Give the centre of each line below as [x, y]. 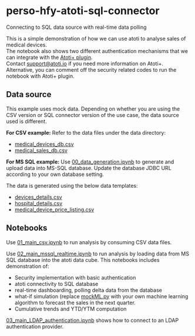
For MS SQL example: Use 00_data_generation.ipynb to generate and [90, 162]
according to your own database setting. [55, 174]
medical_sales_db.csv [41, 150]
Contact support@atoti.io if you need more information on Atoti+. [85, 64]
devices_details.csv [38, 197]
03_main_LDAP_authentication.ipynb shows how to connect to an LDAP [93, 320]
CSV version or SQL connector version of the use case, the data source [93, 115]
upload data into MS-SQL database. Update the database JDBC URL [89, 168]
